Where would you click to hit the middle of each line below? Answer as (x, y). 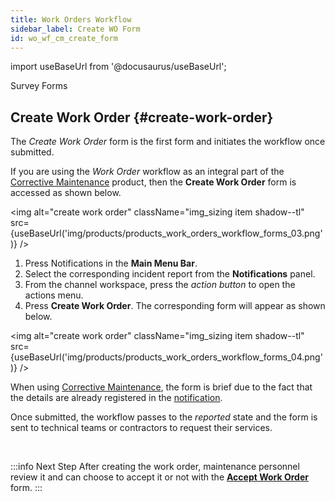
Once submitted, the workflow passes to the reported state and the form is (164, 417)
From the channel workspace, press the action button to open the (160, 285)
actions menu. (54, 295)
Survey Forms (39, 86)
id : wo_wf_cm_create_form (64, 38)
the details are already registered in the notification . (116, 398)
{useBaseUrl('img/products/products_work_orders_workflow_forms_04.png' (166, 357)
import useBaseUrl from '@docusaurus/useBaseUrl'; (118, 67)
